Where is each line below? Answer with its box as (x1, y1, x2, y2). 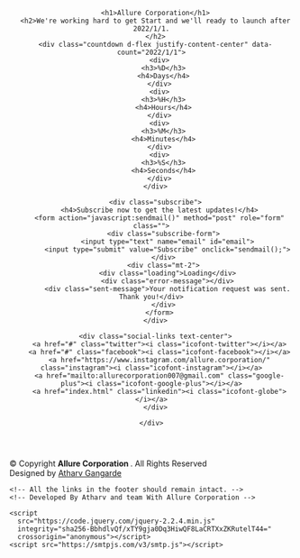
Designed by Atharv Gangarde (9, 468, 122, 478)
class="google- (228, 371, 286, 380)
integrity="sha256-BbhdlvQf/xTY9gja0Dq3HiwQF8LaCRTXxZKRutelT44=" (17, 525, 272, 534)
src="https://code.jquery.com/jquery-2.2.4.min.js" (17, 517, 216, 526)
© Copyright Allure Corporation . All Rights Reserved (9, 458, 207, 469)
